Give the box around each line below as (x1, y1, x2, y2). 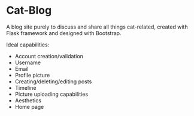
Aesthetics (14, 96, 42, 104)
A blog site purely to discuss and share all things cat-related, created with (6, 23, 188, 30)
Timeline (14, 84, 37, 91)
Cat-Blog (6, 4, 52, 17)
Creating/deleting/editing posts (14, 78, 92, 85)
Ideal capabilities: (6, 41, 50, 48)
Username (14, 59, 41, 66)
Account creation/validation (14, 52, 84, 59)
